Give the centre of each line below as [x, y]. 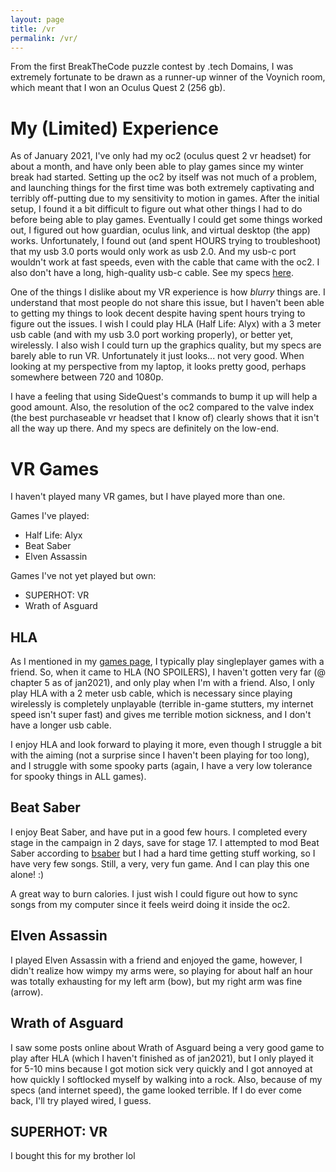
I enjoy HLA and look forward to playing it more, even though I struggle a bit [166, 745]
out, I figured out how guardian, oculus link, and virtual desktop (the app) [160, 230]
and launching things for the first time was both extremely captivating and [162, 188]
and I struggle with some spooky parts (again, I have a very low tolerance [161, 766]
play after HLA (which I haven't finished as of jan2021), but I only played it [162, 1058]
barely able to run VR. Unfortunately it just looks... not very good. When [157, 356]
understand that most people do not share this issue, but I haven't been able [167, 303]
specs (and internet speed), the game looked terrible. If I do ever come [156, 1090]
